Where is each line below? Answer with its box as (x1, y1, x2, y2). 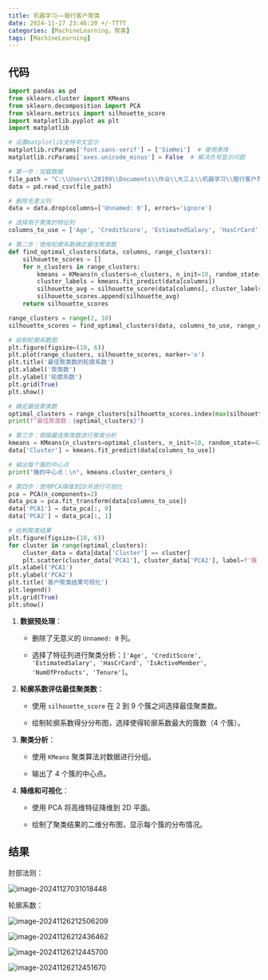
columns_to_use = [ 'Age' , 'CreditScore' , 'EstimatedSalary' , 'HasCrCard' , (8, 226, 262, 234)
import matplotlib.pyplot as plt (8, 116, 120, 124)
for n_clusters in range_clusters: (22, 262, 141, 271)
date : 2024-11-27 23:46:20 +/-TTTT (8, 19, 127, 27)
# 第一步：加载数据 (8, 167, 64, 175)
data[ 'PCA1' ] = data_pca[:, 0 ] (8, 505, 112, 513)
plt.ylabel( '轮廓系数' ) (8, 373, 82, 381)
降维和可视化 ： (19, 785, 69, 795)
